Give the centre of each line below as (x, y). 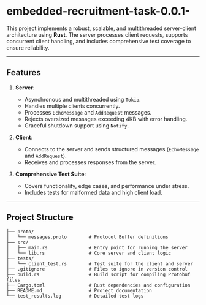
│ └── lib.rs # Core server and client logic (89, 253)
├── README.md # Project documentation (79, 290)
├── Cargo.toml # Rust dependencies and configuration (98, 285)
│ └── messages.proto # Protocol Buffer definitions (87, 237)
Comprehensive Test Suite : (51, 174)
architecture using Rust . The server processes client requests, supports (97, 34)
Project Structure (40, 218)
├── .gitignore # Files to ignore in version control (97, 269)
